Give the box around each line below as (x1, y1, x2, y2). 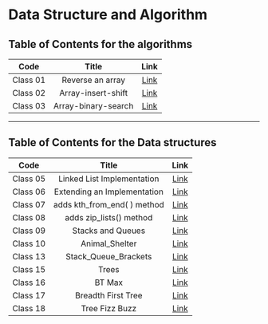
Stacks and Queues (72, 225, 146, 236)
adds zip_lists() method (65, 211, 153, 223)
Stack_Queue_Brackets (65, 251, 152, 262)
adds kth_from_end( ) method (53, 199, 165, 210)
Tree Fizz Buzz (81, 302, 137, 314)
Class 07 (12, 199, 46, 210)
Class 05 (12, 173, 46, 184)
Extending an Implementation (53, 186, 164, 197)
